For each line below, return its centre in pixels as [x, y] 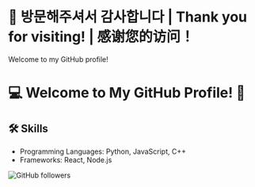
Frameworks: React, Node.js [66, 159]
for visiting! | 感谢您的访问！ [101, 37]
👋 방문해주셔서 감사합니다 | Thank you [128, 17]
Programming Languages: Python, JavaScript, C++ [103, 151]
